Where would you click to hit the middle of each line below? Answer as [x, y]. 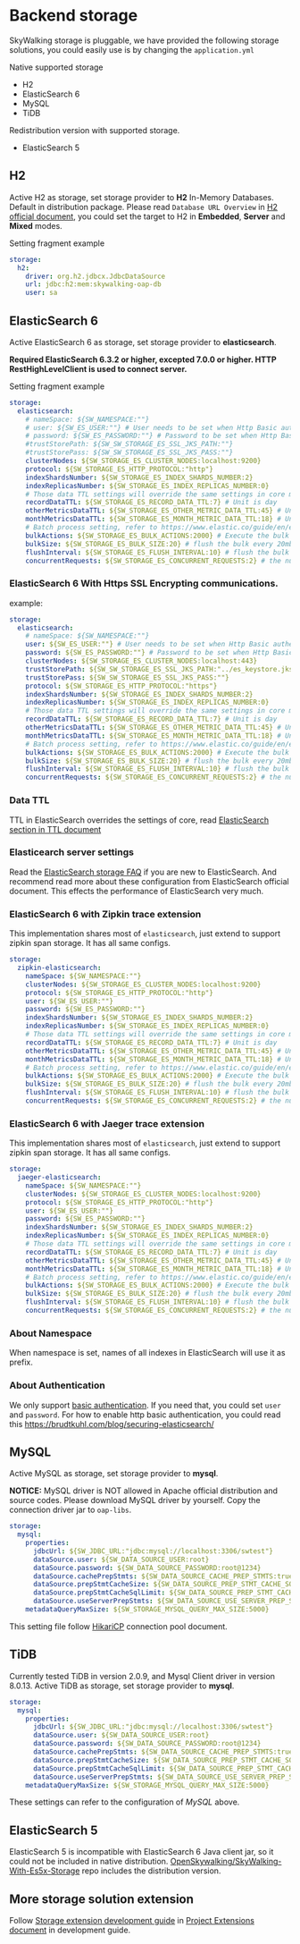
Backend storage [74, 16]
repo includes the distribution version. [151, 1871]
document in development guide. [70, 1930]
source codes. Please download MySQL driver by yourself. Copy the [135, 1500]
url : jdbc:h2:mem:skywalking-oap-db [94, 284]
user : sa [42, 293]
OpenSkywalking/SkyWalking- [226, 1862]
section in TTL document [55, 829]
